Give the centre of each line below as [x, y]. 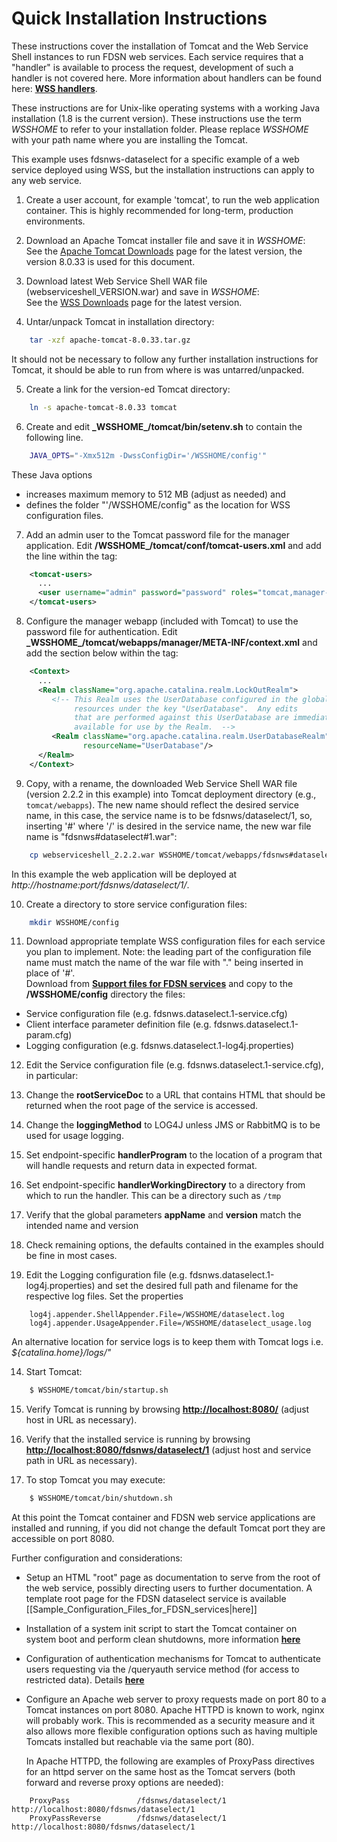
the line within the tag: [71, 556]
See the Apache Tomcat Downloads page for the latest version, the [164, 251]
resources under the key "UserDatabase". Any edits [186, 708]
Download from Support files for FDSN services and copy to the [159, 984]
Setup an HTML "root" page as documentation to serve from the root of [173, 1578]
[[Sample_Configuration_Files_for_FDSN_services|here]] [141, 1609]
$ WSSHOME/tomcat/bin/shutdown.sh [101, 1498]
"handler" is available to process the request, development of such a [152, 67]
